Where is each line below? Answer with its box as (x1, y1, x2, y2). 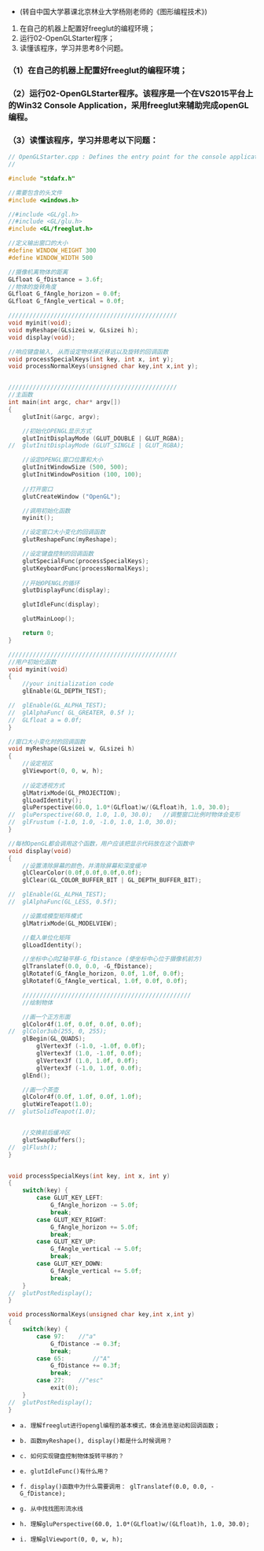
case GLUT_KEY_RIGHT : (36, 1215, 108, 1223)
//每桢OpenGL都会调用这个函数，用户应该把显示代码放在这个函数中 (8, 840, 195, 848)
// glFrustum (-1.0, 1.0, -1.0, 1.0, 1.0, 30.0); (8, 818, 178, 826)
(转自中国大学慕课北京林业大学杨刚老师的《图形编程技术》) (19, 7, 208, 16)
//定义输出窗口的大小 (8, 239, 68, 247)
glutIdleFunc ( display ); (22, 601, 101, 609)
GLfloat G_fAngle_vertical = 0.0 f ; (8, 298, 125, 306)
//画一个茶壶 (22, 1085, 59, 1093)
